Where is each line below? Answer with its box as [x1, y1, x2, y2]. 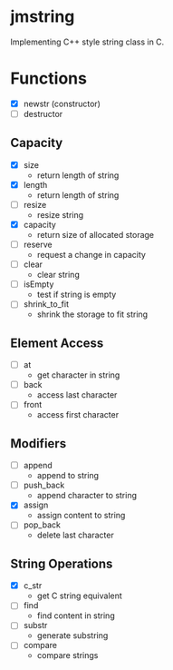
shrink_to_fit [23, 299, 69, 310]
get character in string [36, 369, 120, 380]
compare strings [36, 650, 99, 661]
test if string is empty [36, 289, 117, 301]
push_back [23, 479, 65, 491]
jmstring [10, 6, 75, 27]
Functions [10, 68, 87, 89]
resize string [36, 210, 84, 220]
